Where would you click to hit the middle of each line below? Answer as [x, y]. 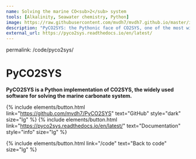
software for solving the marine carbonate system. [69, 96]
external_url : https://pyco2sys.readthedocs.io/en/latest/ [79, 33]
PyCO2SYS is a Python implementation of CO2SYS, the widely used [90, 90]
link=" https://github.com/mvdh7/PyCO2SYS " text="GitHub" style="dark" [94, 113]
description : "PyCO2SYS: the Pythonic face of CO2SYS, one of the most [95, 28]
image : [14, 22]
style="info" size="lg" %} [37, 132]
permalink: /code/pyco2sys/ [40, 50]
